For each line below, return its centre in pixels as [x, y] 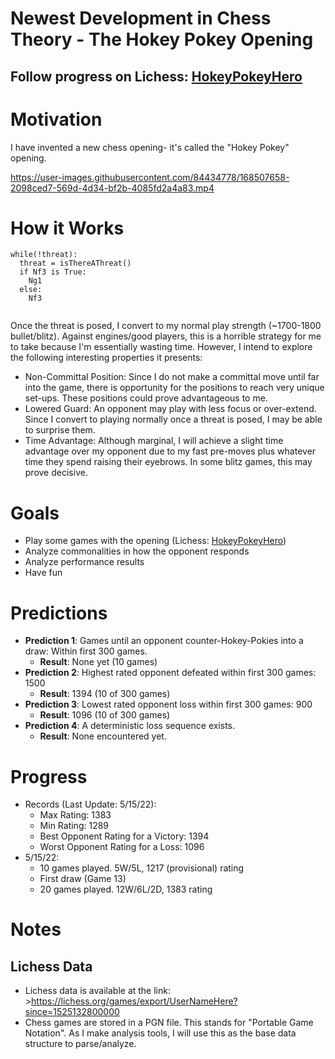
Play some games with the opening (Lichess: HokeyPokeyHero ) [155, 541]
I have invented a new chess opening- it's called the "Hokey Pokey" [150, 147]
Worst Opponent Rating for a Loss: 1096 [122, 847]
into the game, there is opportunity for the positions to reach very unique [174, 388]
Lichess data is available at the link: [97, 991]
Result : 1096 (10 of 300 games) [105, 715]
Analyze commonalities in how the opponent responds [137, 551]
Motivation [56, 119]
